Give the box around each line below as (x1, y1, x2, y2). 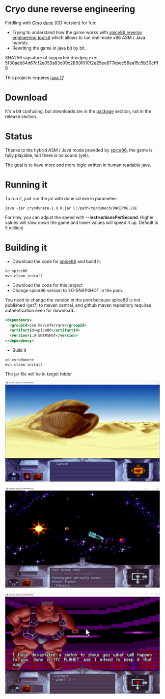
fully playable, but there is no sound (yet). (5, 152, 89, 158)
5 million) (5, 224, 24, 230)
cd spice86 (5, 268, 27, 273)
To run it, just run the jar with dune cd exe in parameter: (5, 195, 118, 201)
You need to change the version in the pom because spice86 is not (5, 297, 141, 303)
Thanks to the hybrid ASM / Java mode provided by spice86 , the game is (5, 147, 153, 153)
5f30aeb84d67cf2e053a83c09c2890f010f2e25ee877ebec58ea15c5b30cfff (5, 60, 159, 66)
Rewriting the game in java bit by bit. (12, 45, 86, 51)
